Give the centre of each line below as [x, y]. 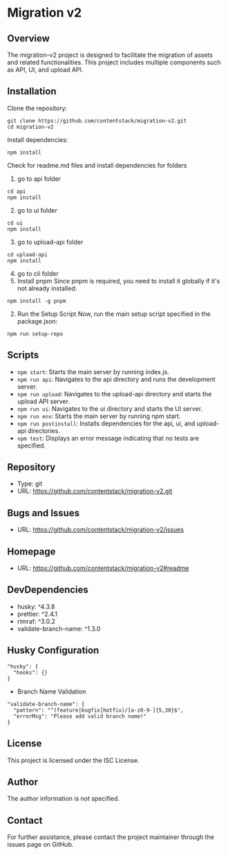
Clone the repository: [37, 108]
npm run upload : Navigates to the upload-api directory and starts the [114, 394]
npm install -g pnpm [37, 301]
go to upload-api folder [50, 242]
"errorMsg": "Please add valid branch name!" [80, 716]
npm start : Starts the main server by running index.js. [93, 371]
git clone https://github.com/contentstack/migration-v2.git [97, 121]
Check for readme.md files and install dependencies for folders [97, 165]
